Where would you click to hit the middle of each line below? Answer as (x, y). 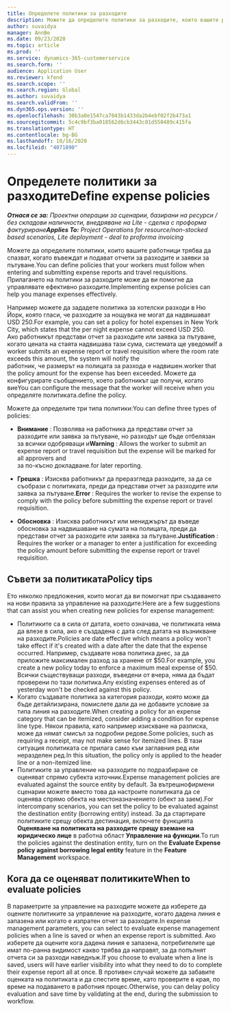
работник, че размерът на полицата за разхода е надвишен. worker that (112, 365)
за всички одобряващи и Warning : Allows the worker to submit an (112, 443)
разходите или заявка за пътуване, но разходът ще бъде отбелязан (116, 436)
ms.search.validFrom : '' (42, 103)
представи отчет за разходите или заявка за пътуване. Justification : (118, 536)
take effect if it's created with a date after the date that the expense (112, 646)
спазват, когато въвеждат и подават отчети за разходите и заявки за (108, 258)
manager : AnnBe (29, 33)
